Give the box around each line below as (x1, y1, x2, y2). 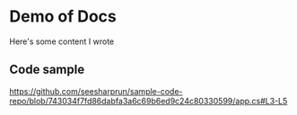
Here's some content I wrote (9, 36, 115, 47)
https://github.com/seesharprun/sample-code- (9, 85, 183, 96)
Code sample (9, 62, 85, 77)
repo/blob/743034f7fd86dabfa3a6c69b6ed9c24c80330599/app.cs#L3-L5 (9, 95, 288, 106)
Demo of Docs (9, 6, 117, 27)
